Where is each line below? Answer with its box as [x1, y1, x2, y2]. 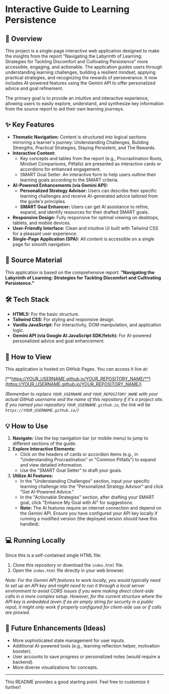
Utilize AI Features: [12, 473, 54, 479]
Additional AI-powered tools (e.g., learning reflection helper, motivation [12, 642, 160, 649]
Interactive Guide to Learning [5, 4, 130, 15]
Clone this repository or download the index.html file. [12, 562, 124, 568]
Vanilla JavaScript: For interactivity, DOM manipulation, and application [12, 322, 162, 328]
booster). [12, 648, 32, 654]
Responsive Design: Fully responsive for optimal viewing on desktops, [12, 214, 159, 220]
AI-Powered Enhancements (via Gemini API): [12, 182, 108, 188]
